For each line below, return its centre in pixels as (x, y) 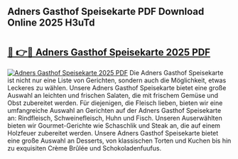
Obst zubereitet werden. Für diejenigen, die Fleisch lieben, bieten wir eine (115, 103)
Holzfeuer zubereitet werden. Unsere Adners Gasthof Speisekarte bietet (113, 133)
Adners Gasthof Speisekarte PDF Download (106, 12)
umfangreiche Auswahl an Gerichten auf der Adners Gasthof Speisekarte (114, 110)
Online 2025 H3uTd (51, 23)
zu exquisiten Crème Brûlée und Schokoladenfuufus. (85, 148)
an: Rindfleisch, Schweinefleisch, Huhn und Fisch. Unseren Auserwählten (115, 118)
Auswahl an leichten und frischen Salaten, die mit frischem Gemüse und (113, 95)
